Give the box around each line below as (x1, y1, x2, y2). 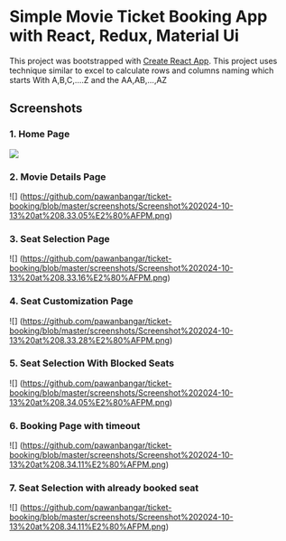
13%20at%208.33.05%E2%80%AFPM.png (9, 210, 170, 220)
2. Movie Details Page (9, 170, 106, 182)
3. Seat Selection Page (9, 232, 110, 245)
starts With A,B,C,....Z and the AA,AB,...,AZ (9, 74, 168, 85)
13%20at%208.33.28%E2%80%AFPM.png (9, 334, 170, 345)
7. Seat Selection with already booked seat (9, 481, 199, 494)
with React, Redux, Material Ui (9, 25, 239, 46)
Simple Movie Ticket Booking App (9, 6, 268, 27)
